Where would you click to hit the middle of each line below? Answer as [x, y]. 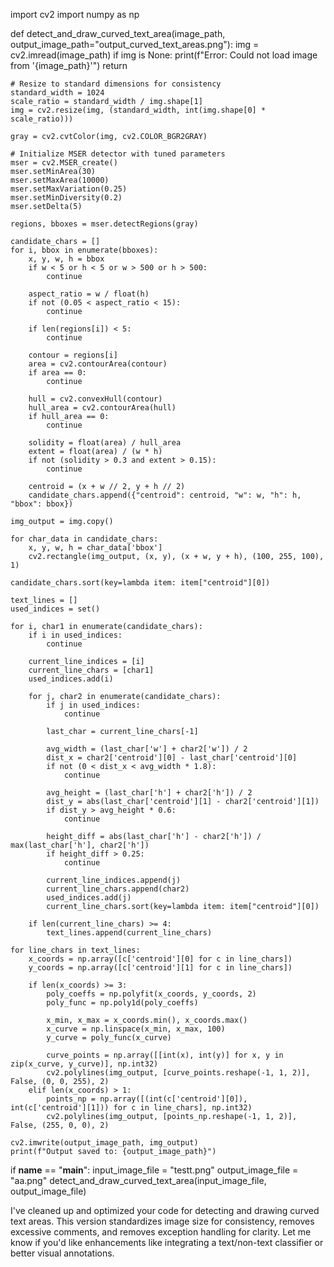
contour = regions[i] [73, 355]
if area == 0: [57, 373]
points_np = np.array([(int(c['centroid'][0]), [147, 1099]
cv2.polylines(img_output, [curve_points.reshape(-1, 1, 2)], [178, 1073]
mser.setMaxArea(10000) [60, 180]
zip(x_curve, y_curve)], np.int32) [84, 1064]
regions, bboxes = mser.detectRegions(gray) [104, 224]
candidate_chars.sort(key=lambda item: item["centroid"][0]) [140, 583]
